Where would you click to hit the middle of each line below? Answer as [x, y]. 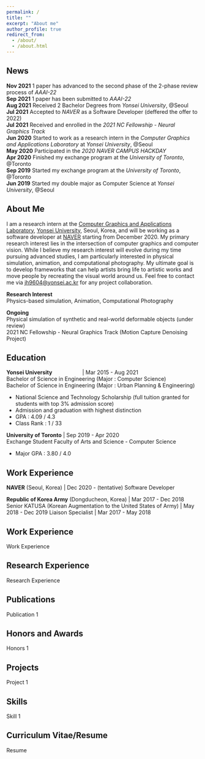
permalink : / [23, 12]
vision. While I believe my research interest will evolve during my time [94, 250]
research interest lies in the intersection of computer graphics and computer [102, 243]
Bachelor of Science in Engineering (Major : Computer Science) [86, 379]
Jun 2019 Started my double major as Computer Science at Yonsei [90, 183]
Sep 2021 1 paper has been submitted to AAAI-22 [69, 99]
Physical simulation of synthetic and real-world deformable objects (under [100, 319]
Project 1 [17, 682]
